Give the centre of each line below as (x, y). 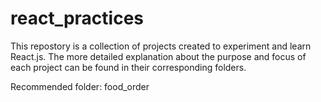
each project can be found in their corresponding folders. (128, 67)
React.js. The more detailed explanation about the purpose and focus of (158, 56)
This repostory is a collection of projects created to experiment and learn (161, 46)
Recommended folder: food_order (80, 86)
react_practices (77, 18)
